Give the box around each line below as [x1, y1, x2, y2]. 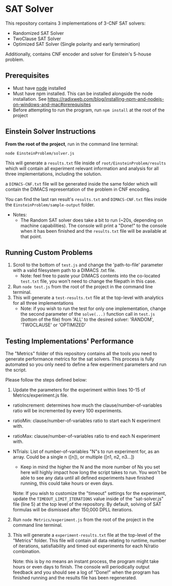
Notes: [12, 211, 27, 217]
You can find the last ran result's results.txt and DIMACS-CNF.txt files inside [5, 196, 167, 202]
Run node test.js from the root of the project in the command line [12, 284, 153, 290]
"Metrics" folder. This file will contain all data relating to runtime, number [12, 538, 166, 544]
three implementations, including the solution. [5, 171, 102, 177]
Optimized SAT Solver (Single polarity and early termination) [12, 41, 140, 47]
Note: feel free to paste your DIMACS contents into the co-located [20, 273, 161, 279]
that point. [20, 233, 43, 240]
